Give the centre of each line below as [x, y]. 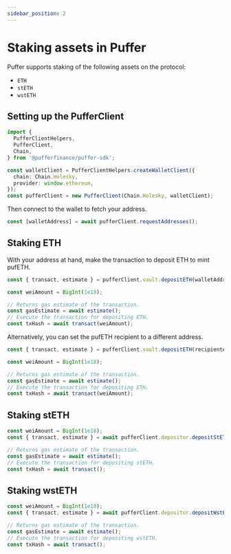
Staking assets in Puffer [77, 47]
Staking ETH [34, 243]
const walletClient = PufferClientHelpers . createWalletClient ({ [101, 170]
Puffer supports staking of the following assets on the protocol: [97, 67]
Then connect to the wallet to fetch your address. [77, 209]
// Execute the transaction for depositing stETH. [81, 462]
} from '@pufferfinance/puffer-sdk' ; [61, 158]
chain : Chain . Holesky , [46, 176]
